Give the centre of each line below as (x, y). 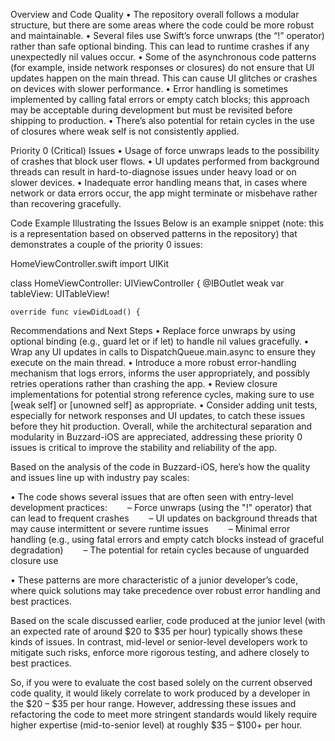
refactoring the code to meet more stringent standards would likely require (164, 714)
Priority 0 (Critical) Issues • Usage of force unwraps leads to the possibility (165, 150)
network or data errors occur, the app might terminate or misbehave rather (164, 193)
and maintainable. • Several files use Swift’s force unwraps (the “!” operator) (167, 35)
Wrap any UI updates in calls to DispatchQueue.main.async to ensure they (163, 352)
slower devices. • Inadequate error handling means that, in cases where (159, 182)
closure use (34, 560)
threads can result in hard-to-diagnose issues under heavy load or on (153, 172)
